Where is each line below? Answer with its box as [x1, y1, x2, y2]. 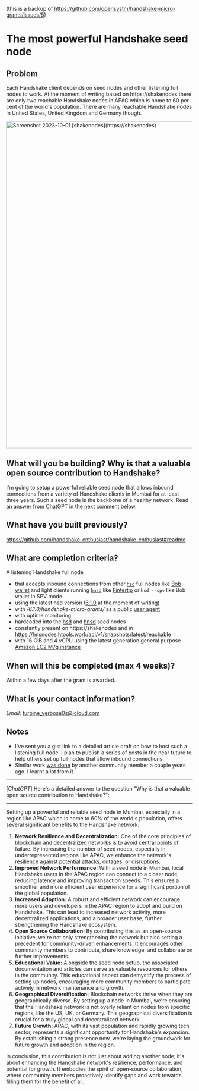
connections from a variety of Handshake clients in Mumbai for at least [6, 490, 179, 497]
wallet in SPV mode [14, 593, 63, 600]
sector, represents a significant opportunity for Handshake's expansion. [14, 1029, 190, 1036]
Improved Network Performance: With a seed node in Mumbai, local [14, 864, 184, 871]
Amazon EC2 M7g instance [14, 644, 81, 651]
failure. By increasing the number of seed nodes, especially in [14, 845, 166, 852]
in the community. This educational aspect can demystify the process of [14, 971, 191, 979]
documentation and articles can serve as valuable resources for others [14, 965, 188, 972]
